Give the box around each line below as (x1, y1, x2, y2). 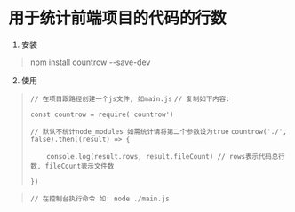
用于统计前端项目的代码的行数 (8, 8, 227, 28)
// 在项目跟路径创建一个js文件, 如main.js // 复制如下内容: (29, 94, 230, 103)
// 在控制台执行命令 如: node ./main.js (29, 194, 170, 203)
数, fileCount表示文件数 (29, 161, 115, 170)
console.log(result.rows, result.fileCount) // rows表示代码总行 (46, 152, 285, 161)
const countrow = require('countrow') (29, 110, 174, 119)
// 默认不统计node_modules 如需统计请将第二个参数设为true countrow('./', (29, 127, 288, 136)
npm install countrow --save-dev (29, 57, 151, 67)
